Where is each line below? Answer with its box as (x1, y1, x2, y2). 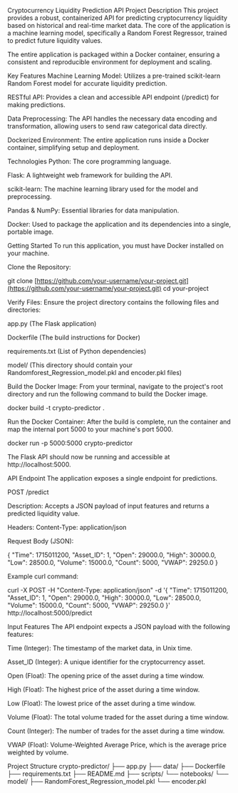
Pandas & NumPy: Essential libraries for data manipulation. (7, 206, 180, 215)
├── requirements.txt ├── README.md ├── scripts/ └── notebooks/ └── (7, 769, 229, 778)
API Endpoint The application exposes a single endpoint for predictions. (7, 474, 218, 482)
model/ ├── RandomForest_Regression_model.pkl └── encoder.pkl (7, 777, 207, 785)
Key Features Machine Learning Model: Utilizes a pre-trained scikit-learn (7, 71, 221, 80)
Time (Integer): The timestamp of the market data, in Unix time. (7, 644, 192, 652)
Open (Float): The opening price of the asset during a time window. (7, 672, 205, 680)
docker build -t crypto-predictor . (7, 404, 105, 412)
